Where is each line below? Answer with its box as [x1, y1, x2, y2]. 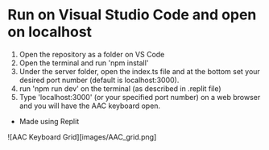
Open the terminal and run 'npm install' [19, 58, 149, 68]
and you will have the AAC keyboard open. [19, 101, 161, 110]
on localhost [7, 23, 93, 41]
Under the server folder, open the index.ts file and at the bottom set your [19, 66, 261, 76]
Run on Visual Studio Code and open [7, 6, 257, 24]
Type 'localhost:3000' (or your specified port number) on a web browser [19, 92, 261, 102]
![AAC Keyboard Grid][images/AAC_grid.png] [7, 131, 157, 142]
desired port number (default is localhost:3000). [19, 75, 180, 85]
